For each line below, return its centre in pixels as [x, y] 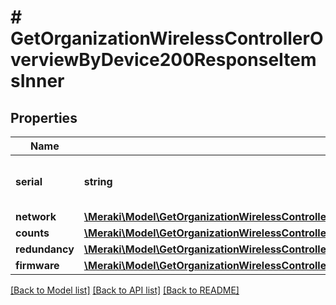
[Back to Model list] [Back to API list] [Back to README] [125, 290]
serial [29, 181]
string [98, 181]
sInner [37, 81]
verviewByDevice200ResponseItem [163, 60]
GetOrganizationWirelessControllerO [167, 38]
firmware [37, 265]
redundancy [45, 249]
